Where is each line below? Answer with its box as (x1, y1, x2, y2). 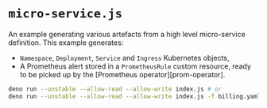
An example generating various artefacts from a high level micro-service (8, 29, 246, 39)
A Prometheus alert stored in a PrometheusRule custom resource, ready (19, 61, 252, 71)
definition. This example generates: (8, 38, 124, 47)
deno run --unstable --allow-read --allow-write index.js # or (8, 85, 222, 93)
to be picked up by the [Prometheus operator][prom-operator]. (19, 69, 226, 79)
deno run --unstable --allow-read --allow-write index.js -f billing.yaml (8, 92, 261, 100)
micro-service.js (8, 6, 123, 21)
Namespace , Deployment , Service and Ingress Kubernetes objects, (19, 53, 230, 62)
